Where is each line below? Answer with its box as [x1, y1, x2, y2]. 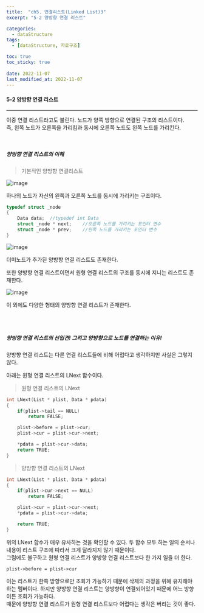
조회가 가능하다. [17, 592, 55, 600]
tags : [6, 37, 20, 43]
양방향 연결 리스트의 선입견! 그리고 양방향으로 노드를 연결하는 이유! [6, 334, 162, 342]
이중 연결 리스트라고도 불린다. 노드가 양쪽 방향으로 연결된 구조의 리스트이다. [6, 116, 185, 124]
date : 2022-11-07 [6, 71, 50, 77]
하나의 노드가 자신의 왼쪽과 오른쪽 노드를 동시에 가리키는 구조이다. [6, 192, 162, 199]
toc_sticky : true [6, 59, 50, 65]
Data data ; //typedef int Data [17, 215, 99, 222]
